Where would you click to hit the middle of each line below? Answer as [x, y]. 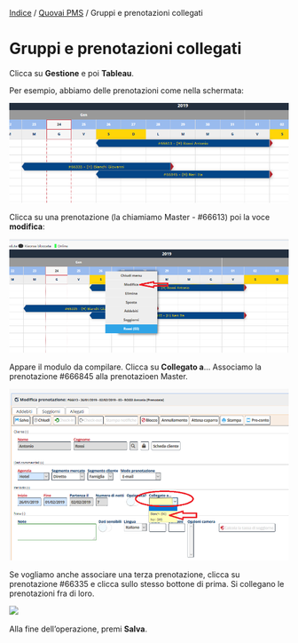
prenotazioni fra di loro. [52, 593]
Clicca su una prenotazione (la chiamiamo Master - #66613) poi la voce [140, 218]
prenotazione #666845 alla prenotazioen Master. [98, 376]
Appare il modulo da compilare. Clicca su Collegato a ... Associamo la [135, 367]
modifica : [27, 226]
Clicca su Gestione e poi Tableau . [72, 73]
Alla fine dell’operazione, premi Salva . [78, 629]
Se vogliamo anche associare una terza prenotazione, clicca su [125, 575]
